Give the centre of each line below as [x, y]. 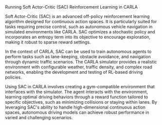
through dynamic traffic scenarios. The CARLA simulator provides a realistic [81, 62]
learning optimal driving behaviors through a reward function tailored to [77, 97]
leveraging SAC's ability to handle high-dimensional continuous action [75, 107]
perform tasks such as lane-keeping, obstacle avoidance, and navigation [78, 57]
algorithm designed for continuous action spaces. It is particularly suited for [81, 22]
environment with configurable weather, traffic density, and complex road [79, 67]
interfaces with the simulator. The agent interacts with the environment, [77, 92]
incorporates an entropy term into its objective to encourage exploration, [78, 37]
